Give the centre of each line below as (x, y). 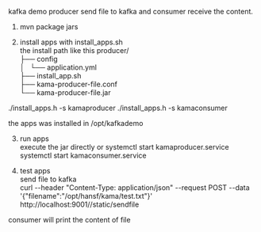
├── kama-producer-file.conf (68, 84)
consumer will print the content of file (69, 220)
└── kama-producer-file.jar (65, 93)
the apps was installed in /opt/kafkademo (76, 123)
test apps (35, 171)
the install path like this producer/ (74, 50)
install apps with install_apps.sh (71, 42)
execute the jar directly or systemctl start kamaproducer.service (124, 147)
